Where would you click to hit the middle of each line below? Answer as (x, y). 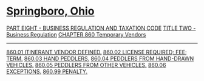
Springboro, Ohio (50, 11)
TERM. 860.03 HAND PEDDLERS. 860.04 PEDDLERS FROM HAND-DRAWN (100, 58)
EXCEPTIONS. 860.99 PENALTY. (47, 71)
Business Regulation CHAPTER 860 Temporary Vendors (76, 34)
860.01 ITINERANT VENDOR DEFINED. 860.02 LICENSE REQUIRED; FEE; (97, 52)
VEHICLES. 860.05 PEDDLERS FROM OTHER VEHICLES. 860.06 (86, 65)
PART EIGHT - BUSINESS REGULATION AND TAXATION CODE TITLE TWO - (101, 28)
